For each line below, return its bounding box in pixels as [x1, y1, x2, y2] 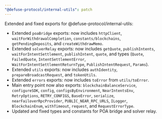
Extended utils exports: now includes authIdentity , [11, 67, 118, 72]
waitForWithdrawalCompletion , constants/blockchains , [11, 35, 121, 41]
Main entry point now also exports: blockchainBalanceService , [11, 82, 137, 88]
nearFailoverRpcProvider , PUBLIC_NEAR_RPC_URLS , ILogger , [11, 97, 128, 103]
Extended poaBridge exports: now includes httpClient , [11, 30, 122, 36]
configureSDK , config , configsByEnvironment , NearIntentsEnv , [11, 87, 135, 93]
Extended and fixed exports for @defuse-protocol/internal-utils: [4, 21, 133, 26]
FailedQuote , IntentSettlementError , [11, 56, 86, 62]
